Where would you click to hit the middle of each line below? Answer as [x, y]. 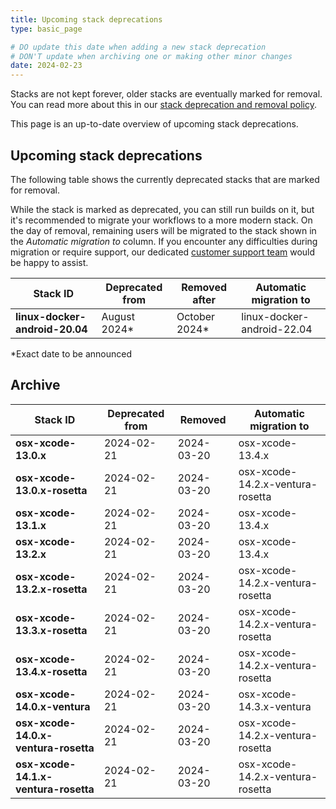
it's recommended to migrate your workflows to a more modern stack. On [161, 220]
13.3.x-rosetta [51, 630]
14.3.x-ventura [275, 706]
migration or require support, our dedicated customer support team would [163, 252]
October [196, 316]
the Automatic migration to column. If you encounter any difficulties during [164, 241]
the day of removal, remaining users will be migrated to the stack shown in [163, 230]
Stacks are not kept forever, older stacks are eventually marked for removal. [166, 94]
